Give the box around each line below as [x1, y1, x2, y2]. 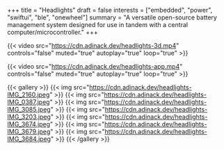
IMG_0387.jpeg [7, 98, 50, 106]
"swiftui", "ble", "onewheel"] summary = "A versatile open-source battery [7, 13, 218, 22]
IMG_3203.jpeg [7, 112, 51, 121]
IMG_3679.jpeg [7, 128, 51, 135]
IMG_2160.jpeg [7, 90, 50, 99]
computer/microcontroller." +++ [7, 28, 99, 36]
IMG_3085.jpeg [7, 106, 51, 113]
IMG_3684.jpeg [7, 135, 51, 143]
